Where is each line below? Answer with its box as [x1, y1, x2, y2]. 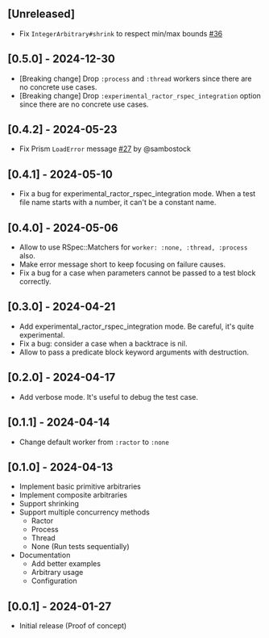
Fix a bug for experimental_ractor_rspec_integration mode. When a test [19, 189, 256, 199]
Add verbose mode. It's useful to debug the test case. [19, 392, 199, 401]
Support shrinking [19, 499, 80, 509]
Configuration [31, 576, 77, 586]
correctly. [19, 277, 52, 287]
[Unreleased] [7, 7, 76, 21]
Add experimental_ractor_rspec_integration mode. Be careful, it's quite [19, 321, 255, 331]
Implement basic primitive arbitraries [19, 481, 142, 492]
